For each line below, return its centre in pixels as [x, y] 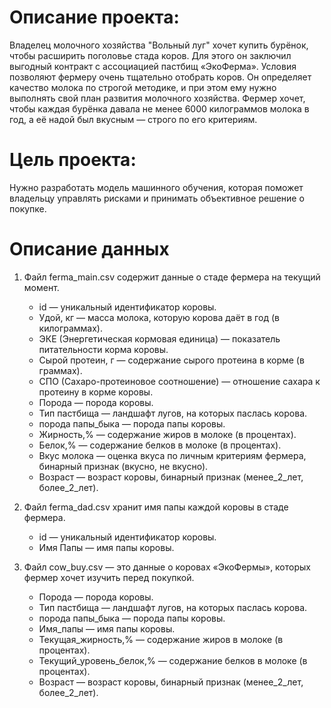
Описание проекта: [94, 17]
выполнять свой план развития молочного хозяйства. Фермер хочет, [157, 98]
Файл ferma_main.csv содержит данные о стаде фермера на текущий [172, 277]
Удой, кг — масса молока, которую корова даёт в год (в [159, 317]
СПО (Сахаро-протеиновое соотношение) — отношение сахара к [179, 381]
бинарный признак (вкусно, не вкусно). [123, 466]
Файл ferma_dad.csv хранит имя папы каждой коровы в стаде [156, 507]
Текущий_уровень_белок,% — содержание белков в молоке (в [173, 660]
